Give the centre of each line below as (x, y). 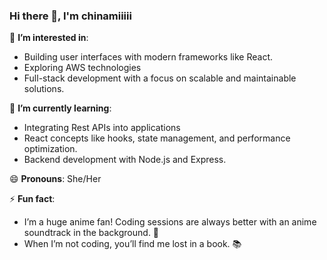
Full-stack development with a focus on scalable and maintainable (160, 78)
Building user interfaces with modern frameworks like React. (148, 57)
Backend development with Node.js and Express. (125, 160)
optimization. (50, 149)
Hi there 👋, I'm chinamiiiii (70, 16)
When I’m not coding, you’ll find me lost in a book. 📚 (132, 244)
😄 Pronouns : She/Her (55, 179)
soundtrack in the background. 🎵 (91, 233)
